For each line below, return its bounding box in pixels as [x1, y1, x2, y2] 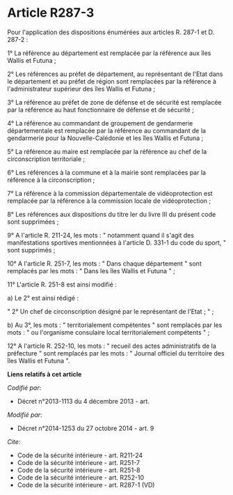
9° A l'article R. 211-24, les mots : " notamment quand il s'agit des [7, 231, 195, 239]
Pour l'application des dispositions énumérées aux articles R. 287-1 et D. [7, 28, 214, 36]
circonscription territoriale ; [7, 155, 86, 163]
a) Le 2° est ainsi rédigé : [7, 294, 79, 302]
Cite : [7, 437, 21, 445]
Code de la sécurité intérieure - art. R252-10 [17, 473, 145, 482]
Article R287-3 [7, 5, 95, 21]
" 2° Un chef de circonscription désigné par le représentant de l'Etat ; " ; [7, 307, 214, 315]
